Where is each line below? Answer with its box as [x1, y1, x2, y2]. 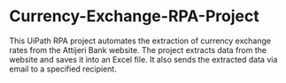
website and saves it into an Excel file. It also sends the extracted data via [9, 54, 278, 64]
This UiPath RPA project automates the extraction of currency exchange [9, 35, 272, 46]
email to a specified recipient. [9, 64, 117, 74]
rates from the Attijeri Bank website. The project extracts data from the [9, 44, 267, 55]
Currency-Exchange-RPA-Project [9, 6, 259, 26]
